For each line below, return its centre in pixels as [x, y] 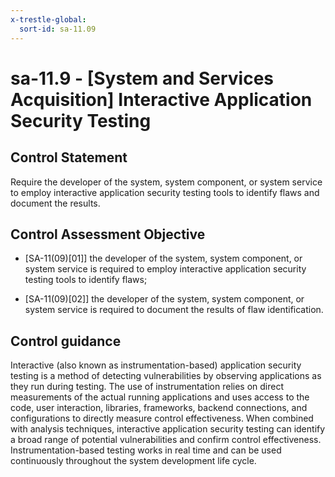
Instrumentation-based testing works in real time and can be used [146, 450]
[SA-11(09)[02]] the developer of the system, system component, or [164, 299]
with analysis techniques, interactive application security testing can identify [168, 429]
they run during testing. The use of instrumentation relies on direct [147, 387]
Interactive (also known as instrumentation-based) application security [156, 365]
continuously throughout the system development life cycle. [133, 461]
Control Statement [69, 157]
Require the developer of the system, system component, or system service [166, 182]
